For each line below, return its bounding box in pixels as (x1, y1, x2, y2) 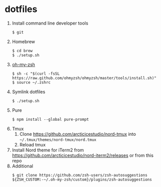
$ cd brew (12, 48, 33, 53)
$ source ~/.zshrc (12, 80, 51, 85)
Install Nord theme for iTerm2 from (12, 147, 84, 153)
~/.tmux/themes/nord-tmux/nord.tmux (19, 137, 97, 142)
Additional (12, 163, 33, 169)
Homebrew (12, 39, 35, 45)
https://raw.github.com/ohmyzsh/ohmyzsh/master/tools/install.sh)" (12, 75, 156, 81)
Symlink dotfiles (12, 89, 46, 95)
